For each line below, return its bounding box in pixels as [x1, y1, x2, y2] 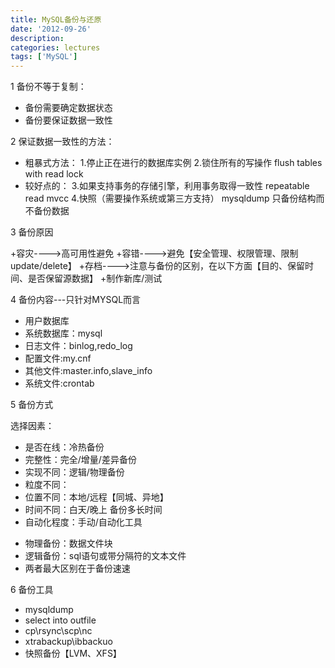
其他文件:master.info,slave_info [24, 365, 153, 377]
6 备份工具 [10, 584, 54, 596]
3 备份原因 [10, 226, 54, 238]
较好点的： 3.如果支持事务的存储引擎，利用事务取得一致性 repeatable [24, 180, 310, 192]
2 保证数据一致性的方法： [10, 136, 115, 148]
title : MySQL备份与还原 [10, 14, 102, 25]
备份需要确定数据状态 [24, 102, 113, 114]
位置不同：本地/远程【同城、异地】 [24, 491, 169, 503]
